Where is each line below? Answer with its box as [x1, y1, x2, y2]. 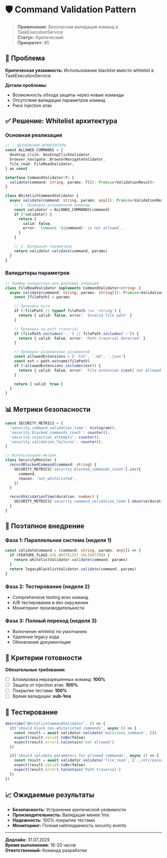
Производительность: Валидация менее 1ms [12, 812, 109, 818]
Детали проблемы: [5, 82, 47, 88]
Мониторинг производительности [12, 605, 84, 611]
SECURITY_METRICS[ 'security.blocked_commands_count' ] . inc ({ [14, 467, 141, 472]
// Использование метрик [5, 453, 57, 458]
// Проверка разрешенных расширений [14, 349, 90, 355]
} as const [5, 166, 28, 171]
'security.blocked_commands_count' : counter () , [9, 430, 110, 435]
